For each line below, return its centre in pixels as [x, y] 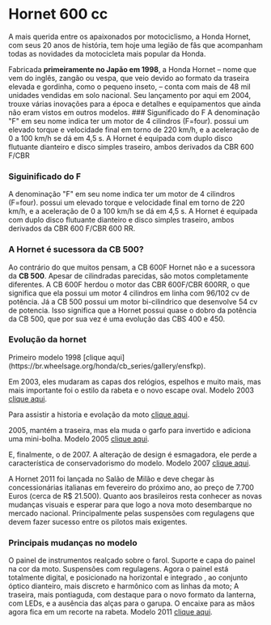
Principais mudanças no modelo [73, 542]
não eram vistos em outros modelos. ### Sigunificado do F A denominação [134, 112]
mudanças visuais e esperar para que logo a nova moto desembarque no [130, 504]
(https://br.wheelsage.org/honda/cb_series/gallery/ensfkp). [107, 366]
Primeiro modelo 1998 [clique [57, 357]
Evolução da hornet [47, 339]
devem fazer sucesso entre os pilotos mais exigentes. [98, 521]
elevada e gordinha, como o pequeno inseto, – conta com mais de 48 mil [129, 87]
